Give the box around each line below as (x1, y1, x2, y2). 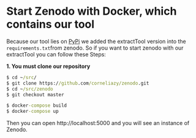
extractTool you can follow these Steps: (6, 50, 106, 58)
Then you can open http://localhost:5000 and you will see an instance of (6, 120, 190, 127)
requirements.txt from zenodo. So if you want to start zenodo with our (6, 44, 184, 52)
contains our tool (6, 17, 95, 31)
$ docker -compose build (6, 102, 67, 109)
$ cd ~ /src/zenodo (6, 86, 53, 92)
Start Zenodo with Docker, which (6, 4, 177, 18)
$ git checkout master (6, 91, 64, 98)
